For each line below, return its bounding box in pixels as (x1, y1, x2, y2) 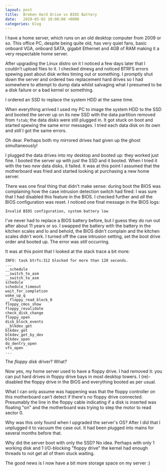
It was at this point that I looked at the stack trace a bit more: (5, 248, 130, 255)
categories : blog (5, 21, 41, 26)
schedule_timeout (5, 284, 41, 290)
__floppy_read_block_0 (5, 298, 52, 303)
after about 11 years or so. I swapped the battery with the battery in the (5, 223, 151, 229)
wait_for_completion (5, 289, 48, 294)
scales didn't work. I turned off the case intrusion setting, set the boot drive (5, 233, 161, 240)
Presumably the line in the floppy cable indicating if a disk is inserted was (5, 399, 156, 405)
